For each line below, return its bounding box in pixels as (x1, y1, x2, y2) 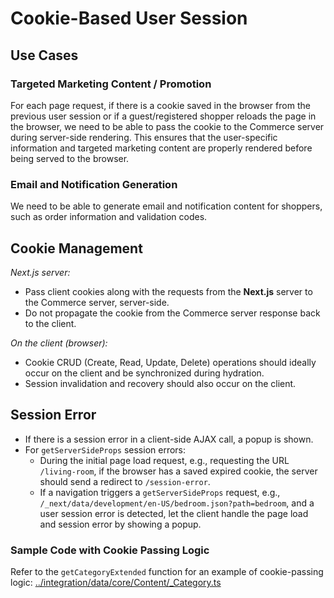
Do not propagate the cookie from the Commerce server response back (24, 307, 321, 319)
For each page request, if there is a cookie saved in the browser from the (10, 99, 311, 111)
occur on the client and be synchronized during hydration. (24, 367, 265, 379)
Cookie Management (10, 240, 143, 257)
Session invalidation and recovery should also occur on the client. (24, 377, 297, 389)
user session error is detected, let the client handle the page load (39, 507, 309, 519)
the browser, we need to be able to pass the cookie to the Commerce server (10, 120, 325, 132)
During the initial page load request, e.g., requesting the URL (39, 454, 290, 466)
